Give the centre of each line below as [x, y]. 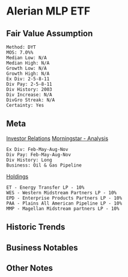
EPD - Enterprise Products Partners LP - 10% [64, 198]
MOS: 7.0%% [20, 53]
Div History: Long [29, 160]
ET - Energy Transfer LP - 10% [45, 187]
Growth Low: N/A [26, 68]
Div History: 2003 [29, 89]
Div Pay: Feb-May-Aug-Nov [38, 154]
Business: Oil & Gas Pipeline [44, 165]
